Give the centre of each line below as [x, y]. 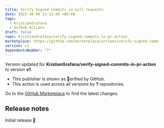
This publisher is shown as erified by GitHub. [59, 79]
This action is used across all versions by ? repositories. [68, 84]
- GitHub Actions [27, 28]
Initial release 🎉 [20, 120]
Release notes [27, 108]
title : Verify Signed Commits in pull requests [54, 9]
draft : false [18, 32]
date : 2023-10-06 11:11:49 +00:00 [40, 14]
